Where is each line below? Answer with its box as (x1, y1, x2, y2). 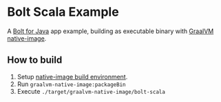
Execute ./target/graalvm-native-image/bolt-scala (17, 87, 165, 95)
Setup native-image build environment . (17, 72, 128, 81)
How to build (7, 54, 63, 66)
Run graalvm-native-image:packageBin (17, 80, 126, 88)
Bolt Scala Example (7, 4, 119, 20)
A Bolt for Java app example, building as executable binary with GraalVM (7, 27, 214, 35)
